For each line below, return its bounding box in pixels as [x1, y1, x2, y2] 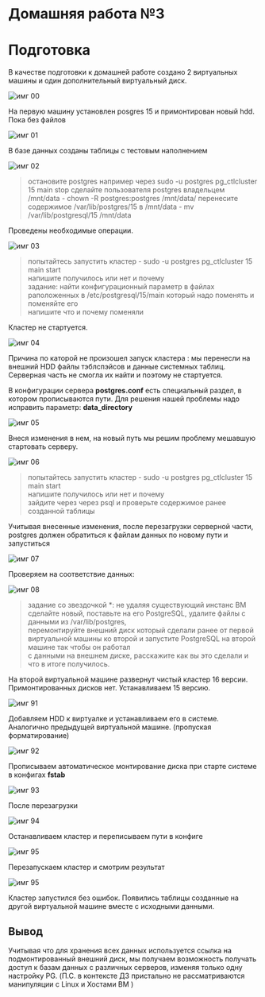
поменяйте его [27, 299, 79, 308]
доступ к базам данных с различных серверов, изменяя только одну [8, 962, 244, 972]
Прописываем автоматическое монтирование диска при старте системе [8, 762, 258, 771]
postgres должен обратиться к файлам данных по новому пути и [8, 530, 229, 540]
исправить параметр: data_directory [8, 403, 133, 412]
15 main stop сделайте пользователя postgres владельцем [27, 185, 225, 195]
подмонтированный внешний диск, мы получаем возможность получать [8, 954, 256, 964]
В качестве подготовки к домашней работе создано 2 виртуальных [8, 68, 238, 77]
